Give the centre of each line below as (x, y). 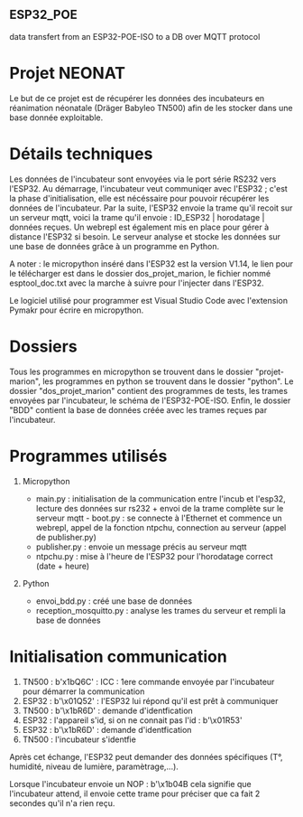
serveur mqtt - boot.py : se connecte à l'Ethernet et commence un (159, 518)
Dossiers (44, 346)
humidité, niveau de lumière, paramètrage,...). (94, 766)
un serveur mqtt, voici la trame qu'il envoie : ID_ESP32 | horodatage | (137, 217)
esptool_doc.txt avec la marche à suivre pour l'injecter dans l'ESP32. (137, 283)
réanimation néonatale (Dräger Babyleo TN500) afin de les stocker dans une (151, 108)
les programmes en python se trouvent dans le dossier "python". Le (168, 381)
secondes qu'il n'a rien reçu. (62, 803)
